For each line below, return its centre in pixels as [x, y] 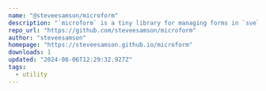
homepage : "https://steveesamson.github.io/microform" [101, 45]
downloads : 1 [30, 52]
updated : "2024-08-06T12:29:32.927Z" [70, 60]
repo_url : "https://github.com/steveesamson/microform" [102, 30]
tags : [17, 67]
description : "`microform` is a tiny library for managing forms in [123, 23]
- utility [31, 74]
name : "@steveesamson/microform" [63, 15]
